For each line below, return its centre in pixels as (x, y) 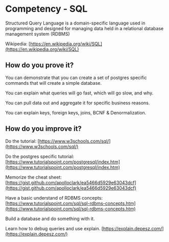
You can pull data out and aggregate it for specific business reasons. (78, 103)
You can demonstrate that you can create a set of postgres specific (76, 78)
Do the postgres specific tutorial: (40, 156)
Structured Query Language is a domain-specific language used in (75, 23)
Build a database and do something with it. (50, 219)
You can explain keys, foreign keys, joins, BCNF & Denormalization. (76, 112)
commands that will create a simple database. (54, 83)
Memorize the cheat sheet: (34, 177)
